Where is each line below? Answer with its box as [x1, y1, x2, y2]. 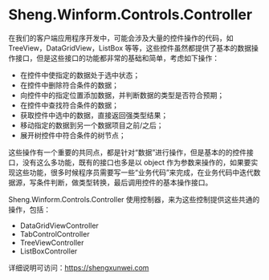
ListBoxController [19, 246, 78, 256]
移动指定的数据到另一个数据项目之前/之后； [19, 120, 164, 130]
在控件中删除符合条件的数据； [19, 80, 119, 90]
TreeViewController [19, 237, 84, 247]
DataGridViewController [19, 221, 99, 230]
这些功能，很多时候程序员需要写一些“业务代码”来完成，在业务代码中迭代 [14, 167, 255, 177]
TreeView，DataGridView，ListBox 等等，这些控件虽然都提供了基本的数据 [8, 43, 252, 53]
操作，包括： [8, 205, 51, 214]
